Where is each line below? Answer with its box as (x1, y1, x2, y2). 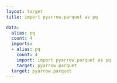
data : (6, 25, 19, 30)
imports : (11, 41, 33, 47)
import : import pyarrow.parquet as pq (16, 57, 111, 63)
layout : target (6, 8, 43, 15)
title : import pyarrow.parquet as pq (6, 14, 98, 20)
